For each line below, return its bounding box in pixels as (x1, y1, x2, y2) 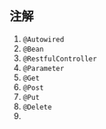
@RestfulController (22, 54, 98, 64)
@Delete (22, 103, 52, 112)
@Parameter (22, 64, 65, 73)
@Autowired (22, 35, 65, 44)
